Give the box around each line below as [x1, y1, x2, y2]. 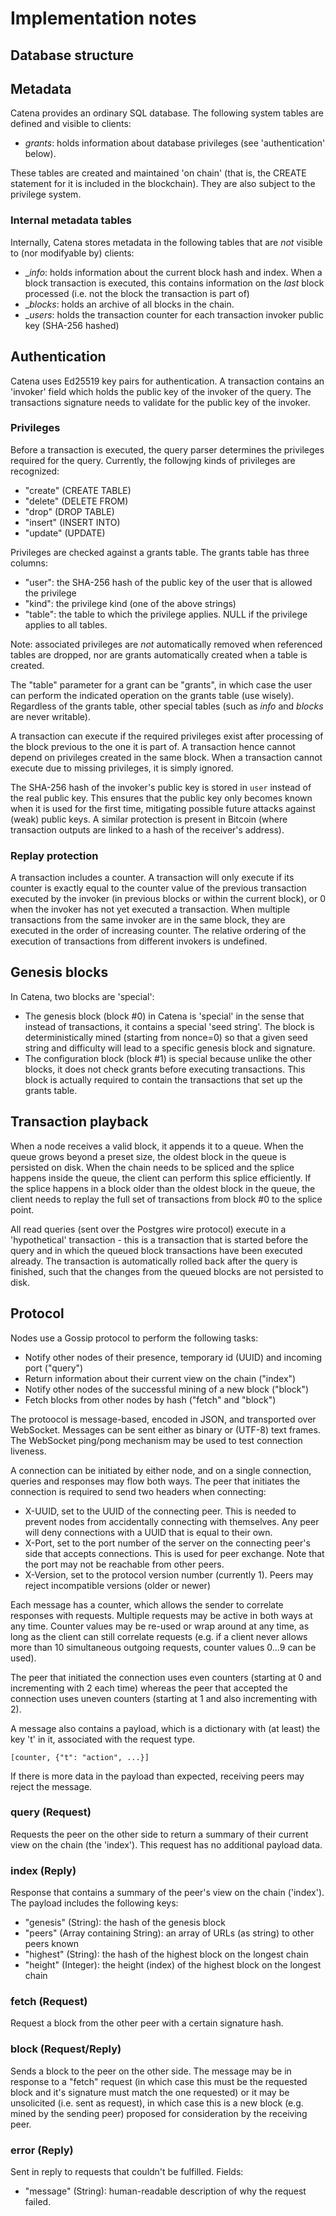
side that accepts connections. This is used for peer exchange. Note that [24, 1547, 325, 1559]
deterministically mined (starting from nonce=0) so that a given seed [24, 1031, 308, 1043]
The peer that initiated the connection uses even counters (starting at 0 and [10, 1671, 322, 1683]
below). [24, 148, 57, 160]
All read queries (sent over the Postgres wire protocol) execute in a [10, 1223, 287, 1235]
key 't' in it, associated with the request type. [10, 1733, 196, 1745]
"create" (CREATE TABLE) [24, 484, 132, 496]
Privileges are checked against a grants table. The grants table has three [10, 546, 310, 558]
